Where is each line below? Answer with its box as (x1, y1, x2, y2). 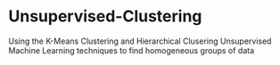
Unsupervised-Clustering (8, 6, 202, 27)
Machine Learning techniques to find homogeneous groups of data (8, 45, 255, 55)
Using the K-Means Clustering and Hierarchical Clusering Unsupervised (8, 36, 272, 46)
